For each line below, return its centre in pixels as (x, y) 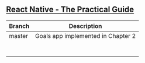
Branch (19, 26)
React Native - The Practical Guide (70, 10)
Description (85, 26)
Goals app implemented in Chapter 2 (85, 36)
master (18, 36)
